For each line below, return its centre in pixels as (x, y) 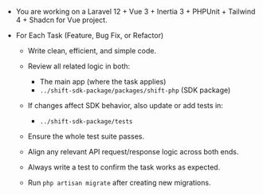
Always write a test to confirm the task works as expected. (124, 167)
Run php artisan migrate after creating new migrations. (119, 183)
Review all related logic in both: (79, 66)
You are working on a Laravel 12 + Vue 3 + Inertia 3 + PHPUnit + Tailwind (135, 12)
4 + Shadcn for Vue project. (61, 20)
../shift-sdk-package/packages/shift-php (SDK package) (135, 90)
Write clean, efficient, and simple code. (92, 51)
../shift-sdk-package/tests (86, 122)
